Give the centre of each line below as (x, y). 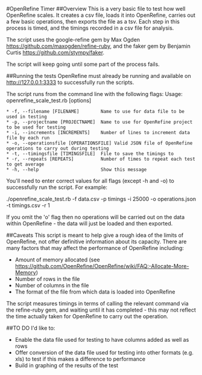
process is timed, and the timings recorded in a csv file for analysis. (90, 28)
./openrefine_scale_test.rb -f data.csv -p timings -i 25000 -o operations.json (101, 199)
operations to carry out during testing (58, 149)
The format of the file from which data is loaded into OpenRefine (95, 292)
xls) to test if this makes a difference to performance (80, 359)
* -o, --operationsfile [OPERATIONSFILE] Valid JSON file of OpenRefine (99, 143)
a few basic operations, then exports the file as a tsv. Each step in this (93, 21)
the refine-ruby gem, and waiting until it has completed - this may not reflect (101, 310)
